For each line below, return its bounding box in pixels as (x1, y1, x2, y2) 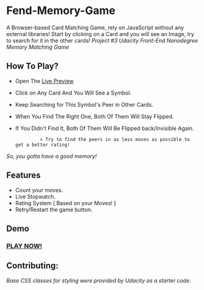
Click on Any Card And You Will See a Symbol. (15, 89, 132, 96)
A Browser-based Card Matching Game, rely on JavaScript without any (6, 24, 185, 31)
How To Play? (6, 61, 59, 71)
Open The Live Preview (15, 77, 74, 84)
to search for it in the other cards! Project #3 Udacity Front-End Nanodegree (6, 37, 199, 44)
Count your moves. (15, 186, 63, 194)
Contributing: (6, 261, 59, 271)
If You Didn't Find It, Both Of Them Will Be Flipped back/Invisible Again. (15, 125, 194, 132)
